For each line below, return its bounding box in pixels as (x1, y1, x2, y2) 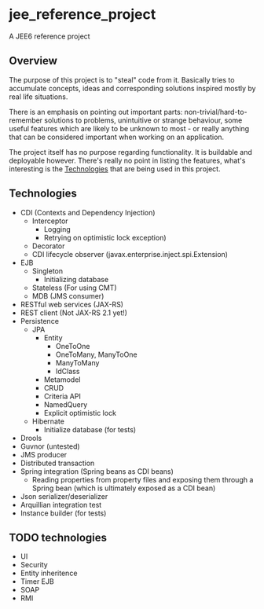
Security (20, 560, 48, 570)
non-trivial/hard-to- (184, 107, 247, 116)
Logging (43, 224, 71, 233)
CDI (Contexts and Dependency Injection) (20, 207, 156, 217)
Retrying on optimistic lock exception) (43, 233, 167, 242)
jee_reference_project (9, 6, 156, 24)
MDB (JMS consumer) (31, 291, 104, 300)
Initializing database (43, 274, 109, 284)
